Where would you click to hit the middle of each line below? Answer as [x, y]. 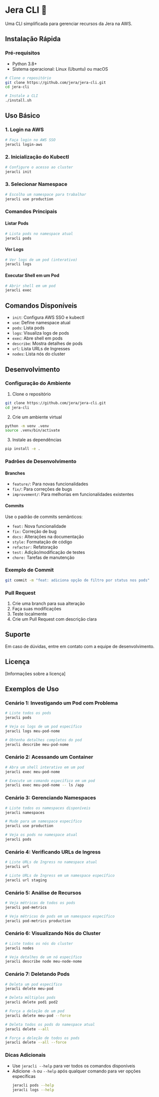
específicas [24, 1076]
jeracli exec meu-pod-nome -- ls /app [45, 785]
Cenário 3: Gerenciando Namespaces [51, 798]
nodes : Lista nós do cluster [39, 354]
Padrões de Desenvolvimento [41, 462]
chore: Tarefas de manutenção [43, 557]
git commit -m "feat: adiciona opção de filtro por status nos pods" [78, 580]
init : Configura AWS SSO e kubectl [48, 317]
